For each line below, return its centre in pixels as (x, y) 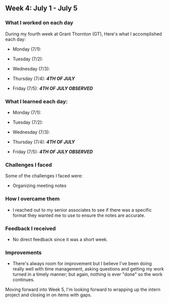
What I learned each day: (37, 101)
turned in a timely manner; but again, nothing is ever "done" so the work (88, 274)
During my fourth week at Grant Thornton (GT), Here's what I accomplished (84, 34)
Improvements (23, 252)
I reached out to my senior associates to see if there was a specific (82, 210)
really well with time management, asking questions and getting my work (88, 269)
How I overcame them (33, 199)
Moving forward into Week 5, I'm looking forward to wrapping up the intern (83, 290)
